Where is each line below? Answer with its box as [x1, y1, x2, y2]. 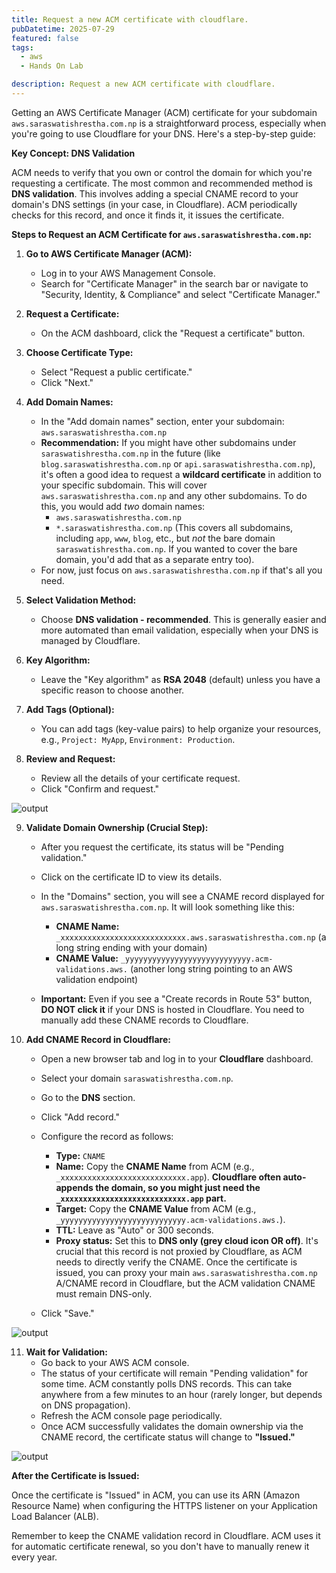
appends [55, 1181, 94, 1193]
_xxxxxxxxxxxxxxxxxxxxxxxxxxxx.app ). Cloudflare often [55, 1171, 282, 1183]
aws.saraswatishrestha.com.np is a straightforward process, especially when [11, 117, 327, 129]
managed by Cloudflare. [40, 634, 141, 646]
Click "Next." [40, 376, 94, 388]
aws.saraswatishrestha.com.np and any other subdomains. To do [40, 489, 308, 501]
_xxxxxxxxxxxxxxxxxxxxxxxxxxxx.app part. [55, 1192, 227, 1204]
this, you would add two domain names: [40, 500, 206, 512]
